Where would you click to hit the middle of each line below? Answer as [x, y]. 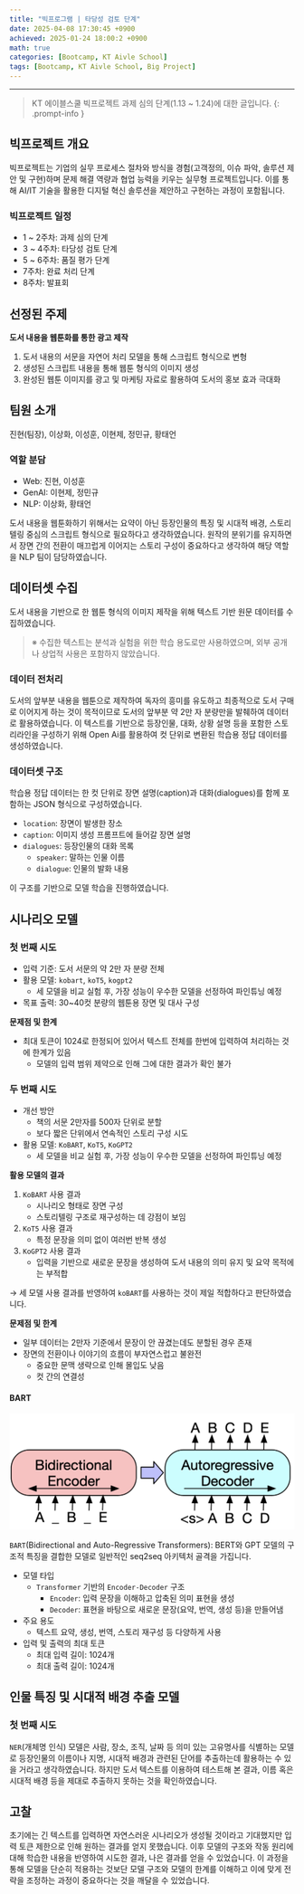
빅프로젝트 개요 [49, 144]
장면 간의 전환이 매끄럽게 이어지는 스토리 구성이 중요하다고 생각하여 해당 [146, 546]
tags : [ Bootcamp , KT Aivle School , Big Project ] [103, 67]
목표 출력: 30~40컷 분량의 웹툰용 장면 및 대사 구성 [111, 1003]
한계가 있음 [52, 1052]
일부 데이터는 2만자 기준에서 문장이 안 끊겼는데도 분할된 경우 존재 [137, 1343]
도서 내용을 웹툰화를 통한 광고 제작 [69, 337]
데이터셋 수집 [44, 588]
